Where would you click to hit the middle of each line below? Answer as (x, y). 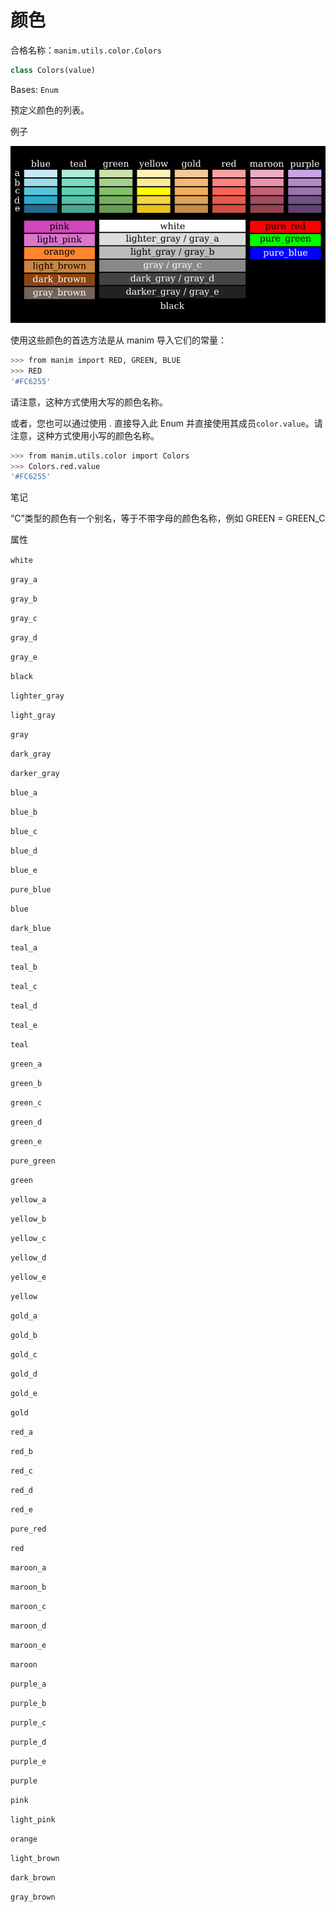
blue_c (24, 832)
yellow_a (28, 1200)
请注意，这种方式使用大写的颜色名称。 (89, 402)
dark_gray (31, 754)
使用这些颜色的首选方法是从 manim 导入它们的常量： (118, 340)
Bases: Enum (34, 89)
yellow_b (28, 1219)
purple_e (28, 1762)
